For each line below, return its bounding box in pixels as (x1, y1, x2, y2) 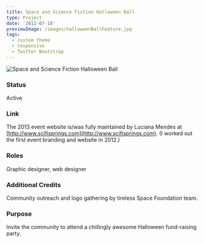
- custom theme (12, 37, 51, 43)
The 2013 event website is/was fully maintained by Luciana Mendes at (6, 123, 183, 131)
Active (6, 94, 23, 102)
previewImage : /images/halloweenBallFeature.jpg (6, 26, 132, 32)
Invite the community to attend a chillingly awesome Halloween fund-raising (6, 224, 197, 231)
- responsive (12, 43, 45, 49)
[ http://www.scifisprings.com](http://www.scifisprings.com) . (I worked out (6, 130, 193, 137)
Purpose (6, 210, 32, 218)
